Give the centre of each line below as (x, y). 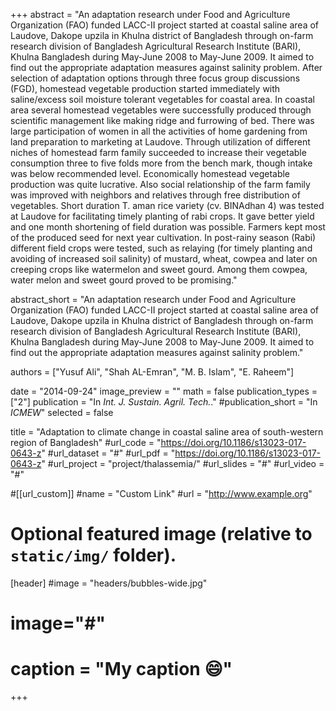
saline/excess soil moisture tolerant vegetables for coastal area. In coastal (162, 99)
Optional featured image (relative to (161, 534)
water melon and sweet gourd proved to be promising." (124, 280)
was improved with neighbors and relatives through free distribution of (155, 195)
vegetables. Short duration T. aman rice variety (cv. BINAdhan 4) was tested (167, 205)
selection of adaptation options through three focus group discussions (155, 78)
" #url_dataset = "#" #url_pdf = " (108, 453)
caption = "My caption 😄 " (121, 669)
